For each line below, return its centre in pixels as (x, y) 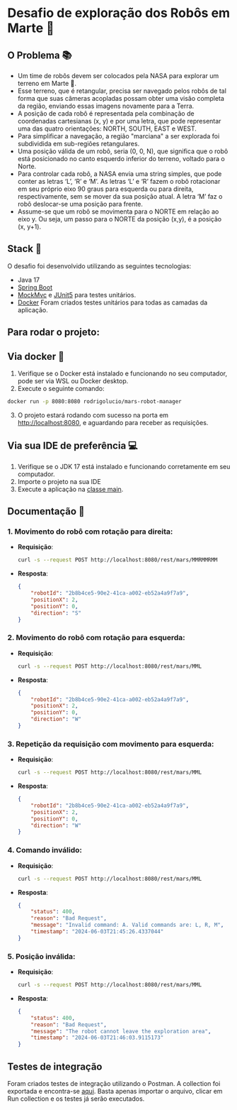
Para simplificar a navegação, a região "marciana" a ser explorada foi (118, 136)
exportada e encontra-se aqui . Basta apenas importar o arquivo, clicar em (115, 1092)
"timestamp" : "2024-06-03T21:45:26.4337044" (97, 932)
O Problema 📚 (40, 55)
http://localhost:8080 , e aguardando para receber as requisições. (113, 422)
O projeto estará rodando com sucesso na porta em (93, 415)
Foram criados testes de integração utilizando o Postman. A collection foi (114, 1084)
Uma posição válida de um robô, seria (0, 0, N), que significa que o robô (123, 151)
